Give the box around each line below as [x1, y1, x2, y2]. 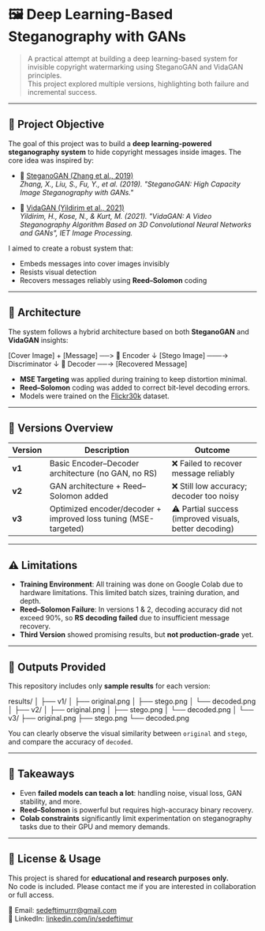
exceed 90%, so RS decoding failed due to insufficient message [19, 613, 230, 623]
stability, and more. [19, 797, 83, 806]
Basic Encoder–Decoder [50, 458, 140, 469]
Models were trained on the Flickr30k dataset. [19, 391, 170, 401]
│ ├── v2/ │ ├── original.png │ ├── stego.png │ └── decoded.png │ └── [8, 705, 254, 714]
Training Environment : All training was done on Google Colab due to [19, 579, 243, 589]
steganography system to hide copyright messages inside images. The [8, 147, 242, 156]
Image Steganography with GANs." [19, 187, 134, 197]
